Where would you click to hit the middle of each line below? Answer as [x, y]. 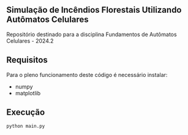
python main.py [26, 126]
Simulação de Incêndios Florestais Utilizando [94, 10]
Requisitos [27, 60]
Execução [26, 112]
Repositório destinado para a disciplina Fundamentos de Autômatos [92, 34]
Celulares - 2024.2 [30, 41]
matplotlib [28, 93]
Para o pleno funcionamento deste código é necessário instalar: [87, 75]
